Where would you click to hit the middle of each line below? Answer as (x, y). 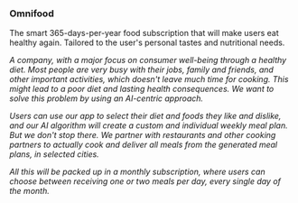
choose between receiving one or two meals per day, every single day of (145, 181)
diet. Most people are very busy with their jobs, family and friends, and (141, 69)
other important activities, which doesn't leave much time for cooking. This (149, 79)
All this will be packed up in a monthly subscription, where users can (137, 172)
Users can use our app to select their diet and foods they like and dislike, (145, 116)
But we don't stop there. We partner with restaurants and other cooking (143, 135)
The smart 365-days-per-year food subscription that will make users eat (144, 33)
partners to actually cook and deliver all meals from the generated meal (144, 145)
